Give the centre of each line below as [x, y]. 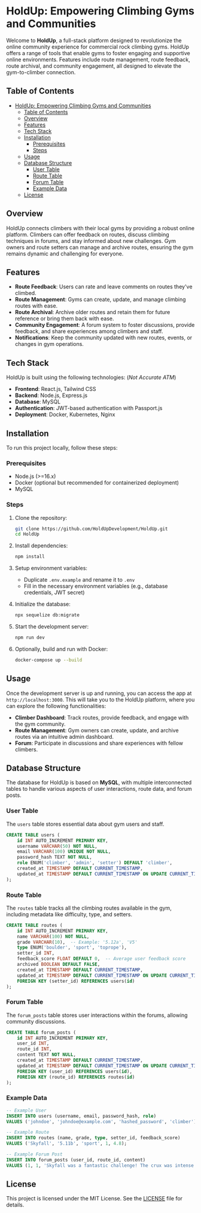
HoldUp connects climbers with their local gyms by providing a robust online [100, 228]
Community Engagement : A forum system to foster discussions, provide [105, 325]
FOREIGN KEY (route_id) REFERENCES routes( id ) [76, 1077]
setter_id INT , [36, 953]
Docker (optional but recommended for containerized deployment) [97, 483]
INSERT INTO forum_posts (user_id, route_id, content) [76, 1160]
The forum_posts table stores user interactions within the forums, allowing [97, 1015]
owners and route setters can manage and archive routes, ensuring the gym [100, 247]
